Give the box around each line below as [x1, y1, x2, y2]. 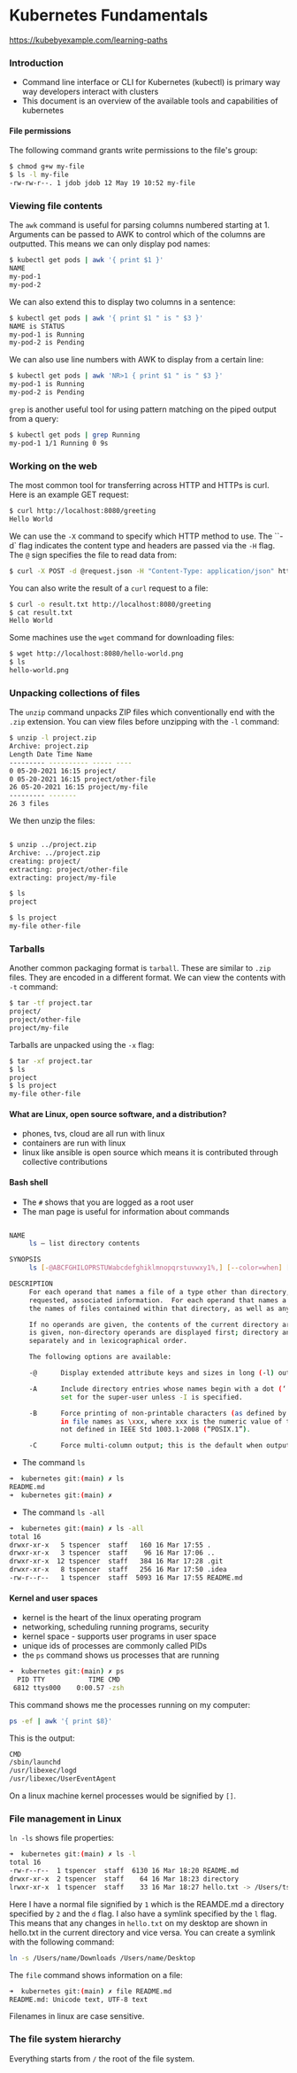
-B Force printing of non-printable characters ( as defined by [28, 1409, 287, 1417]
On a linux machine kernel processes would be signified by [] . [9, 1790, 237, 1801]
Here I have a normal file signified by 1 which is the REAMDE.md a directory [9, 1898, 285, 1909]
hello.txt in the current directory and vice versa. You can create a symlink [9, 1927, 276, 1937]
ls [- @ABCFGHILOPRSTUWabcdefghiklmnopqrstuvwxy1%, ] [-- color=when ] [28, 1263, 283, 1272]
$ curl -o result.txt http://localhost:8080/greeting [9, 600, 212, 609]
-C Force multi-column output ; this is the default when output [28, 1441, 291, 1450]
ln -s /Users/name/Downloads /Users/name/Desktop [9, 1953, 196, 1962]
